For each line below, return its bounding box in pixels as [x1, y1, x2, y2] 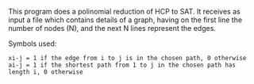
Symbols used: [8, 39, 57, 48]
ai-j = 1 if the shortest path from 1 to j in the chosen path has [8, 61, 237, 69]
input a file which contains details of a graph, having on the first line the [8, 15, 243, 25]
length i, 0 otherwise [8, 68, 83, 76]
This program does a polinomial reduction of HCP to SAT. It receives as [8, 7, 241, 16]
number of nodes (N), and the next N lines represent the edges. [8, 24, 217, 32]
